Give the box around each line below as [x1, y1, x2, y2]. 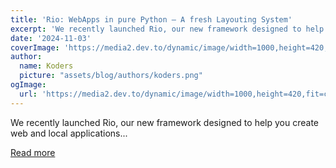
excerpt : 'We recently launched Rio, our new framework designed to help [10, 24, 325, 34]
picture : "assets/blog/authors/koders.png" [19, 71, 203, 81]
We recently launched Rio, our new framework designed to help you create [10, 116, 319, 128]
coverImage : [10, 42, 60, 53]
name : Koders [19, 61, 74, 71]
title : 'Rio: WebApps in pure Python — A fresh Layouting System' [10, 14, 293, 25]
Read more [10, 146, 56, 158]
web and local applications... [10, 127, 128, 139]
